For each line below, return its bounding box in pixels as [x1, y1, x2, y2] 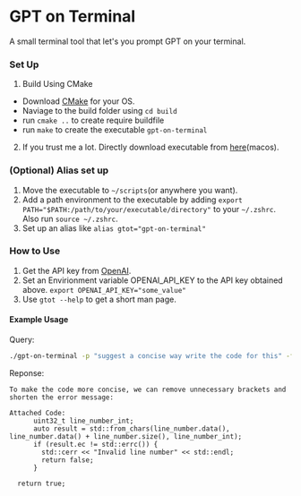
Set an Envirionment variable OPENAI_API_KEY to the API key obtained [21, 275, 284, 286]
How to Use [9, 244, 61, 257]
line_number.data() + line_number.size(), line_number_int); [9, 432, 243, 440]
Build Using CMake [21, 79, 93, 90]
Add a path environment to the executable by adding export [21, 194, 244, 205]
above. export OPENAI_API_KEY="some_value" [21, 284, 186, 295]
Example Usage [9, 314, 69, 325]
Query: [9, 334, 35, 346]
